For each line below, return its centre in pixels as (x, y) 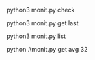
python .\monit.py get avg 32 (47, 49)
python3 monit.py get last (43, 23)
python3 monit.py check (41, 10)
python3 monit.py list (36, 36)
